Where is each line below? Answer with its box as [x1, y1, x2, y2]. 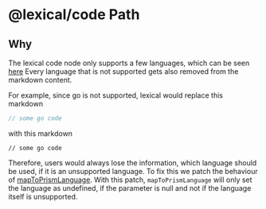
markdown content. [8, 75, 72, 84]
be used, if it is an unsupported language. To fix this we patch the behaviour [8, 166, 258, 176]
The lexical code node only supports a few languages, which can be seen [8, 58, 250, 68]
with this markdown [8, 129, 73, 138]
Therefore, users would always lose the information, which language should [8, 157, 257, 168]
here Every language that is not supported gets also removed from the [8, 67, 239, 76]
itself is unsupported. [8, 192, 78, 201]
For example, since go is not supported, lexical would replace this [8, 91, 223, 100]
